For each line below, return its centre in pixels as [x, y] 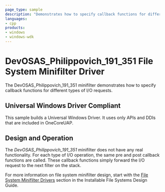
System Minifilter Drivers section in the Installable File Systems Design [76, 180]
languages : [16, 19]
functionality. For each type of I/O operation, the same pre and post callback [82, 155]
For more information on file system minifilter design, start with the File [77, 175]
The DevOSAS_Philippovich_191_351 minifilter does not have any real [74, 150]
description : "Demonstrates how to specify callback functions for [76, 14]
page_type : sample [24, 10]
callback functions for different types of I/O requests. [59, 90]
